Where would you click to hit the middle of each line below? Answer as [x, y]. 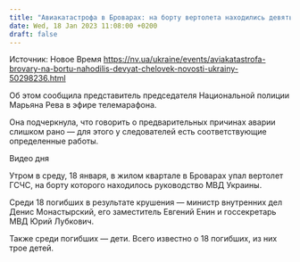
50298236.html [37, 78]
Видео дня [29, 159]
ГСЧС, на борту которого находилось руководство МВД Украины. [136, 185]
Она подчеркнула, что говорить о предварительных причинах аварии [142, 122]
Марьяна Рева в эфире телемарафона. [83, 105]
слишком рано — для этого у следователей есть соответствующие [138, 132]
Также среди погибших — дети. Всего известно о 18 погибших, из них [143, 239]
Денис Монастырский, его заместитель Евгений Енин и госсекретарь [143, 212]
